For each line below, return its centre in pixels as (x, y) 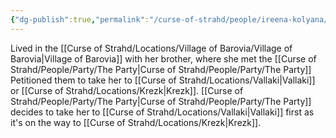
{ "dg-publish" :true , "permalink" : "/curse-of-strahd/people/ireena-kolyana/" (171, 19)
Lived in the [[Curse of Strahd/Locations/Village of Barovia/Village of (151, 48)
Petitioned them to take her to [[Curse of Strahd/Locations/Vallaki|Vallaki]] (163, 80)
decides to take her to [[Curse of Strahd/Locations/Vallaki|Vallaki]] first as (162, 112)
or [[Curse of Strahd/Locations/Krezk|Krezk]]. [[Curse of (127, 90)
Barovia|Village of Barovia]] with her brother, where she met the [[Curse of (163, 58)
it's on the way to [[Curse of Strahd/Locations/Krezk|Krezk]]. (136, 122)
